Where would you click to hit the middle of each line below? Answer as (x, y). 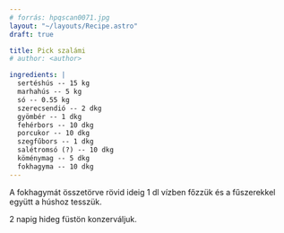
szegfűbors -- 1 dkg (56, 142)
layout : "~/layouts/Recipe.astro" (74, 26)
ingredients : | (38, 75)
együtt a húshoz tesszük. (56, 202)
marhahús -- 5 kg (50, 91)
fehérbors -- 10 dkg (56, 125)
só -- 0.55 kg (43, 99)
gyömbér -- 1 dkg (50, 116)
